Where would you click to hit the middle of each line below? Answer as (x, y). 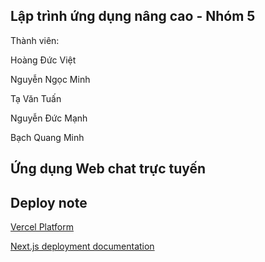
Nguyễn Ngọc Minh (50, 79)
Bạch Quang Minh (47, 137)
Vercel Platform (42, 227)
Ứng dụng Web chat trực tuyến (108, 169)
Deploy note (49, 202)
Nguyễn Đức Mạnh (49, 118)
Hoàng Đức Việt (43, 60)
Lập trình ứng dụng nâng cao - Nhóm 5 (133, 16)
